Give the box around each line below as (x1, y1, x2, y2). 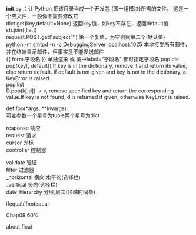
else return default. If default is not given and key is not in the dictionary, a (6, 68, 187, 75)
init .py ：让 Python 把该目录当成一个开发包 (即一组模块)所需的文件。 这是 (6, 5, 184, 12)
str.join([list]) (6, 27, 37, 34)
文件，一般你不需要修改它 (16, 12, 78, 19)
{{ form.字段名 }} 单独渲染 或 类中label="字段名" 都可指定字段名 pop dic (6, 55, 180, 62)
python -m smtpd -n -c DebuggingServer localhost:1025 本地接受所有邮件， (6, 41, 191, 48)
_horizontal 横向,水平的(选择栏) (6, 174, 81, 181)
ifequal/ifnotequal (6, 200, 49, 207)
